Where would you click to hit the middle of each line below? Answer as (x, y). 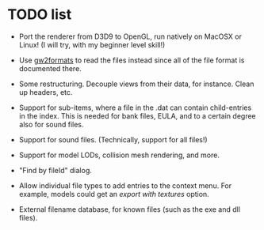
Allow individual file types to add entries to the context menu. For (125, 185)
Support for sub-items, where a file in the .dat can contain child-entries (135, 107)
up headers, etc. (46, 92)
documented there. (50, 68)
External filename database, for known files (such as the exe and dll (130, 209)
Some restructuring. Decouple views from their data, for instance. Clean (136, 84)
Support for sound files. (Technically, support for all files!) (113, 139)
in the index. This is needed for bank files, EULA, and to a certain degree (137, 115)
